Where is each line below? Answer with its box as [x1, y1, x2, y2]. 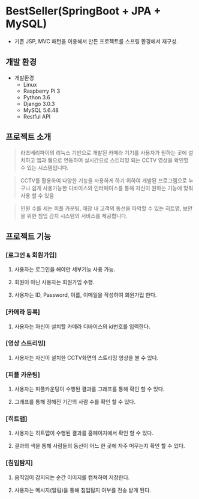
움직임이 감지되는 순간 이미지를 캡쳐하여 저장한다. [14, 474, 130, 481]
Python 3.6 [23, 93, 50, 101]
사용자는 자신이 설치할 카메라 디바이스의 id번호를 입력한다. [14, 323, 150, 330]
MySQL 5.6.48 [23, 107, 59, 114]
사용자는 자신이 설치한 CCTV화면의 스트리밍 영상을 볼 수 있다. [14, 354, 159, 361]
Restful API [23, 113, 51, 120]
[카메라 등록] [5, 308, 40, 317]
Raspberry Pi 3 [23, 87, 61, 95]
